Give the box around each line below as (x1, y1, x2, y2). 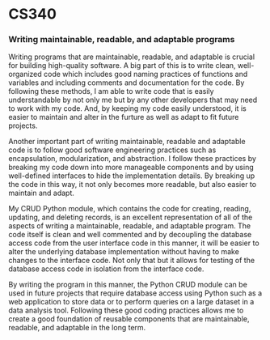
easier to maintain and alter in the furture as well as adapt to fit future (8, 113, 239, 122)
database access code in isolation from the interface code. (8, 264, 205, 274)
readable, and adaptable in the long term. (8, 323, 146, 333)
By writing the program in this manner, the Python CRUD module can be (8, 280, 248, 290)
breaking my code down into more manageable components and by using (8, 163, 255, 172)
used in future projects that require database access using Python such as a (8, 288, 263, 298)
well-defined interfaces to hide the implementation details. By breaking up (8, 171, 255, 181)
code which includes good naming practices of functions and (43, 70, 248, 79)
